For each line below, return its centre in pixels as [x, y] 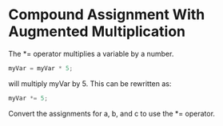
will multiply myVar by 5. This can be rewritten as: [90, 83]
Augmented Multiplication [97, 31]
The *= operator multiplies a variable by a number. [91, 53]
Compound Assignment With [107, 15]
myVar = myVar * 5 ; [41, 68]
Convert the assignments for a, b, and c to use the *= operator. [112, 113]
